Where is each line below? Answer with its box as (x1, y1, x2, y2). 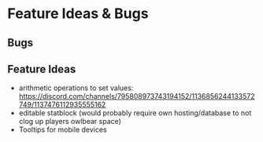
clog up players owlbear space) (18, 117, 121, 126)
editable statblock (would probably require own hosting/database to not (18, 108, 252, 118)
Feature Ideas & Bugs (7, 5, 149, 23)
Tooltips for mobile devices (18, 125, 107, 134)
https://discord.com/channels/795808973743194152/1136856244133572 (18, 92, 255, 101)
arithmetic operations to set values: (18, 83, 134, 93)
